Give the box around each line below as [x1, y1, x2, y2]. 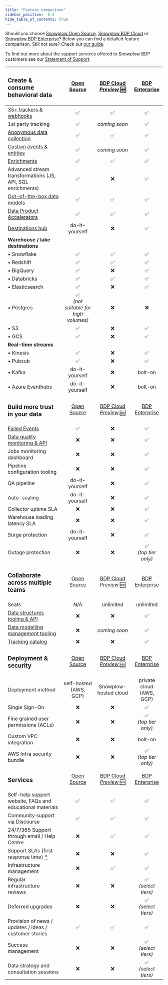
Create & [7, 76, 32, 84]
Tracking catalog [7, 638, 47, 645]
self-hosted [63, 680, 92, 687]
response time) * [7, 853, 48, 860]
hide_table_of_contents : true [5, 17, 68, 22]
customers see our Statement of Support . [5, 56, 91, 62]
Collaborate [7, 572, 41, 580]
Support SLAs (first [7, 847, 53, 854]
